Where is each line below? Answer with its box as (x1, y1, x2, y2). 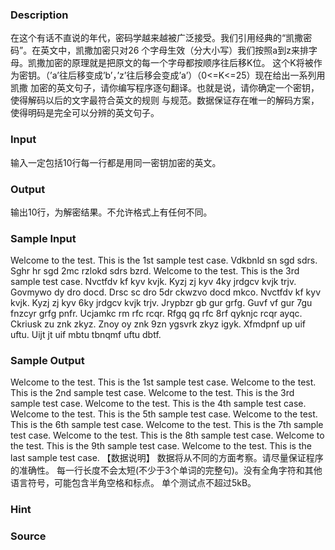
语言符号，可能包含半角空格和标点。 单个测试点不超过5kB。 (10, 477, 257, 489)
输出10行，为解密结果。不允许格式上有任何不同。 (10, 206, 213, 218)
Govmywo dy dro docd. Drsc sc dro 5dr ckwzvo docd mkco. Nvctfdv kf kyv (10, 286, 322, 298)
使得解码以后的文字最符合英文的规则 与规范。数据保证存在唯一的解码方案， (10, 94, 320, 107)
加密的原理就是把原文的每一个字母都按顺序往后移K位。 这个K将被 (44, 57, 314, 69)
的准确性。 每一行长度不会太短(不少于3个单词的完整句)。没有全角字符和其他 (10, 464, 323, 477)
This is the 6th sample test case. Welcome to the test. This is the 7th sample (10, 419, 324, 431)
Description (10, 8, 69, 22)
